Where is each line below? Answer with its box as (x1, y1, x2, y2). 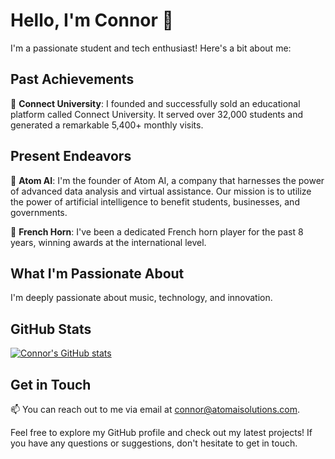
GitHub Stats (10, 320, 92, 338)
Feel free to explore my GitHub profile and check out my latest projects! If (10, 427, 313, 438)
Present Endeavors (10, 148, 132, 165)
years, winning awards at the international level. (10, 236, 207, 248)
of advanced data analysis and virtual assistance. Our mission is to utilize (10, 185, 312, 197)
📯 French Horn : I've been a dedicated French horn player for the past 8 (10, 225, 304, 238)
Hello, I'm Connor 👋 (10, 9, 174, 32)
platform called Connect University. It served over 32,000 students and (10, 108, 304, 120)
